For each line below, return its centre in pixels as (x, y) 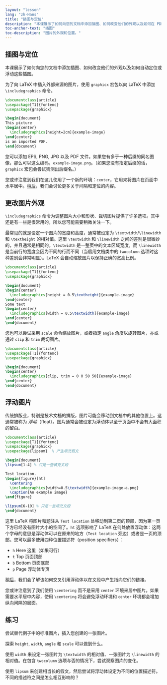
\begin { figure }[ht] (25, 478)
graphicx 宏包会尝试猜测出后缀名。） (42, 169)
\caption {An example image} (39, 493)
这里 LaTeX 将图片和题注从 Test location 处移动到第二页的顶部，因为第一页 (83, 521)
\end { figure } (19, 497)
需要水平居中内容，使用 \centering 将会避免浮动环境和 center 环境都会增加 (82, 596)
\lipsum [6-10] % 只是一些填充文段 (38, 506)
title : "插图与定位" (24, 19)
